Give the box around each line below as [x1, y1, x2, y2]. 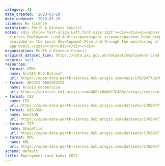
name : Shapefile [9, 126, 43, 131]
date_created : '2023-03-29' [5, 12, 63, 17]
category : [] [5, 7, 32, 12]
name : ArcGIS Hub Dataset [9, 71, 63, 76]
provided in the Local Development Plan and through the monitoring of [9, 39, 160, 44]
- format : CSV [5, 94, 34, 99]
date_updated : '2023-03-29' [5, 16, 63, 21]
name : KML [9, 139, 29, 145]
